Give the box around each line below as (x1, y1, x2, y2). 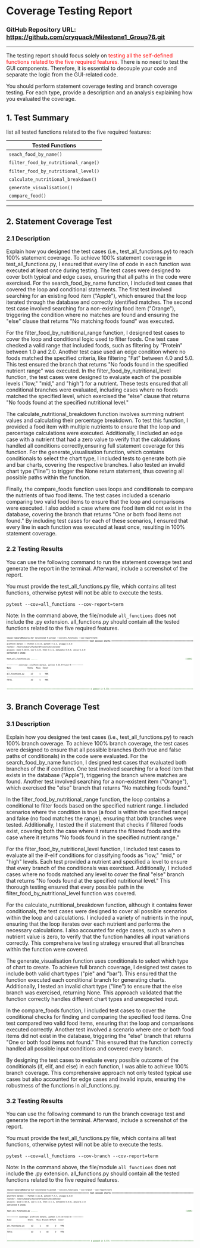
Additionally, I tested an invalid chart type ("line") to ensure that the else (6, 982, 183, 990)
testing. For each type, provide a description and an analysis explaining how (6, 89, 193, 96)
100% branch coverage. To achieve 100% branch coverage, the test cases (6, 739, 189, 747)
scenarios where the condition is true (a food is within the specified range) (6, 808, 189, 815)
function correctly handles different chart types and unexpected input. (6, 995, 179, 1002)
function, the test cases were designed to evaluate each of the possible (6, 374, 182, 381)
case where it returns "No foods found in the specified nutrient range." (6, 834, 180, 841)
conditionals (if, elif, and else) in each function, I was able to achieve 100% (6, 1062, 189, 1070)
